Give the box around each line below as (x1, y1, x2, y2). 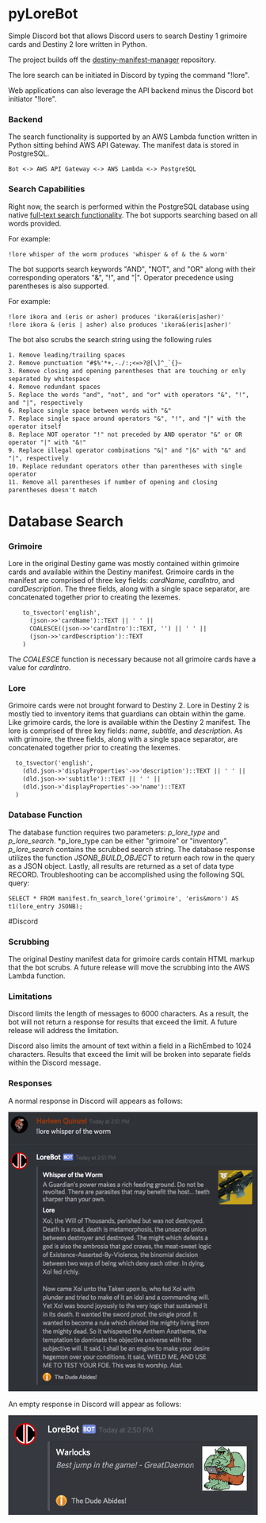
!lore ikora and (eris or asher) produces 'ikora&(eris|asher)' (8, 313, 225, 321)
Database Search (8, 512, 124, 530)
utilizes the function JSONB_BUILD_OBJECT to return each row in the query (8, 853, 256, 862)
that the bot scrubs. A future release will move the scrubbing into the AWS (8, 962, 250, 972)
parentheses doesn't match (8, 486, 97, 494)
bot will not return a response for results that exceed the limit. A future (8, 1017, 237, 1027)
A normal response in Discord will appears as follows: (8, 1096, 184, 1105)
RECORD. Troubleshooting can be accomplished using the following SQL (8, 869, 245, 879)
